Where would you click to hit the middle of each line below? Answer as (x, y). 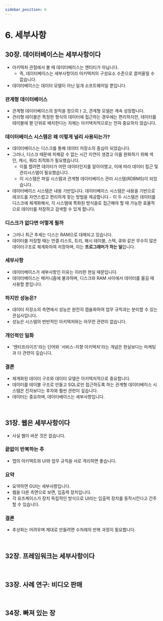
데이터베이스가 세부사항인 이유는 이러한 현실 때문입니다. (65, 272)
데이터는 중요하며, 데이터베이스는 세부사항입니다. (58, 397)
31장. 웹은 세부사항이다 (37, 423)
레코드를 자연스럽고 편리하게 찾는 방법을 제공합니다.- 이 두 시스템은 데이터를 (84, 197)
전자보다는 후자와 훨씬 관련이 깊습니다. (62, 390)
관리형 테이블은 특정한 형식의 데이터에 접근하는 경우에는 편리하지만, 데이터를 (84, 117)
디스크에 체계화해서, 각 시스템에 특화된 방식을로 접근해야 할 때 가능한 (77, 203)
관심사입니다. (25, 316)
